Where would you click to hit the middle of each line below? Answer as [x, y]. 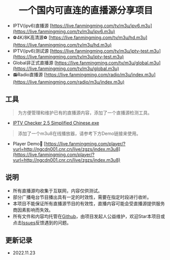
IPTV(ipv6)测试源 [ [32, 51]
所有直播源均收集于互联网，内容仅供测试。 [57, 190]
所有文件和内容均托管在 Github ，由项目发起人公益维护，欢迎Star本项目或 [89, 216]
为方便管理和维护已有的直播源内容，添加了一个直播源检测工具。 [85, 113]
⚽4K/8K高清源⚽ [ [31, 37]
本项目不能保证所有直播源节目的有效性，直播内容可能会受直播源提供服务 [89, 203]
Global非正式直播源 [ [34, 62]
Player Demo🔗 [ [29, 143]
